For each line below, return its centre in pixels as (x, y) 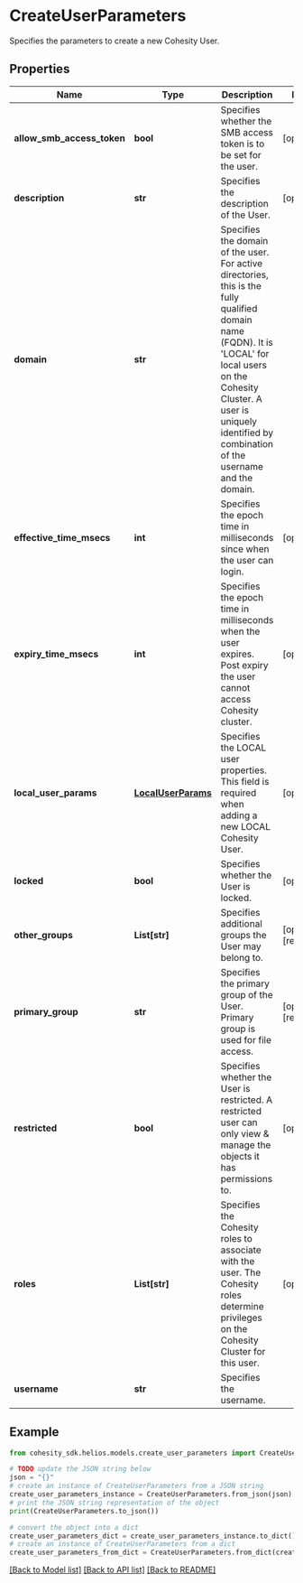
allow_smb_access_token (70, 138)
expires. (237, 654)
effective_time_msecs (62, 537)
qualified (239, 308)
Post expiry (244, 665)
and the (237, 478)
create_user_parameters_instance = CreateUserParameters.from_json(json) (151, 1495)
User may (241, 946)
